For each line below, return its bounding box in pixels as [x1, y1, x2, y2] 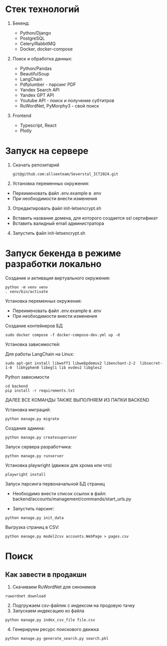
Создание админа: [5, 425, 45, 431]
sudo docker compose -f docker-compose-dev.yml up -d [5, 332, 120, 337]
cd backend [5, 384, 28, 389]
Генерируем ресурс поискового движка [12, 626, 99, 632]
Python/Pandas [20, 65, 52, 71]
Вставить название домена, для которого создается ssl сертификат [12, 215, 158, 221]
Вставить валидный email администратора [12, 220, 104, 226]
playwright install [5, 472, 46, 477]
